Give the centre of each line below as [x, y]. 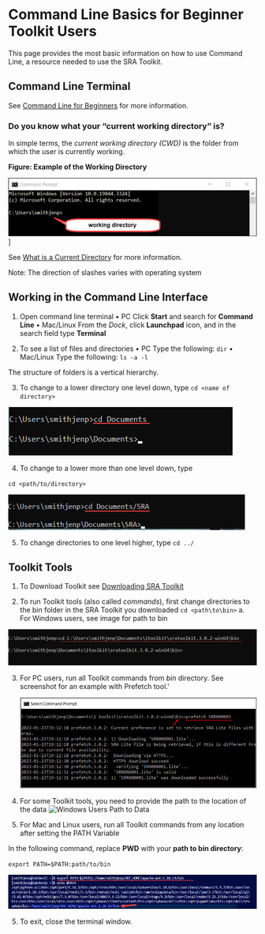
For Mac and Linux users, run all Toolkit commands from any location [132, 825]
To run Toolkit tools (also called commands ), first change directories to [134, 601]
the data [33, 810]
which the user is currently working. [67, 152]
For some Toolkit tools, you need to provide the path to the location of [133, 801]
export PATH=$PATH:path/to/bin [60, 864]
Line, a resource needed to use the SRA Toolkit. [86, 62]
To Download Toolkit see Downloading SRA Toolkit [101, 586]
